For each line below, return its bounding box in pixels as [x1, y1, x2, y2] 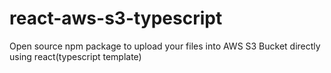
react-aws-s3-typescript [9, 7, 223, 30]
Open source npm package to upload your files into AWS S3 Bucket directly [9, 40, 321, 52]
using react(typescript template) [9, 50, 142, 62]
